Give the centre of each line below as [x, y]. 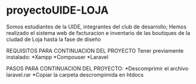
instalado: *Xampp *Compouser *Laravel [57, 57]
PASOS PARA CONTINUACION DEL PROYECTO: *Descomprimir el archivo [97, 68]
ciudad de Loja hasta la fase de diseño [54, 39]
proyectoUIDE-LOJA [57, 10]
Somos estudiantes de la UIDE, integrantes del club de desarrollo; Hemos [97, 27]
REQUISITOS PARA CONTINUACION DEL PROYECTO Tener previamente [95, 50]
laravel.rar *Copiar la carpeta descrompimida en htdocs [75, 75]
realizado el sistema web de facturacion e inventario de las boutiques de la [98, 33]
